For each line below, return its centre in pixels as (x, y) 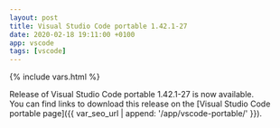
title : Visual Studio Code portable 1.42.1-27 (98, 26)
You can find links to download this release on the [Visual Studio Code (140, 104)
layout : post (34, 18)
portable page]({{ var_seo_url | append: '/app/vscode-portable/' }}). (136, 114)
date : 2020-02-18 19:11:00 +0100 (72, 34)
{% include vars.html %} (55, 77)
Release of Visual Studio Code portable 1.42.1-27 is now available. (132, 95)
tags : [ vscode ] (38, 51)
